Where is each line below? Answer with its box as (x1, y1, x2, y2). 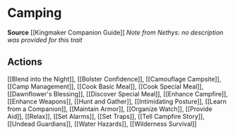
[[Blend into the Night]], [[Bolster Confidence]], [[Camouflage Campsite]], (7, 75, 222, 83)
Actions (7, 56, 42, 68)
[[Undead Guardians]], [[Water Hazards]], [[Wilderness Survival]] (7, 120, 197, 128)
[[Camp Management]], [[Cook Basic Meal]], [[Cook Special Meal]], (7, 82, 204, 91)
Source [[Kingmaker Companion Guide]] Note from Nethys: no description (7, 28, 224, 37)
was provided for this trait (7, 35, 83, 44)
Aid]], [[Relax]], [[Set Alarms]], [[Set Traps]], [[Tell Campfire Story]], (7, 112, 205, 120)
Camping (7, 5, 62, 21)
